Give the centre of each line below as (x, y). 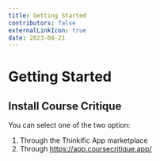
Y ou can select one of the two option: (69, 125)
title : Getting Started (48, 15)
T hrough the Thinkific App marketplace (84, 140)
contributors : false (42, 23)
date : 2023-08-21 (37, 38)
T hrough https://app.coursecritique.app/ (86, 149)
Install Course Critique (65, 106)
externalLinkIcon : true (48, 30)
